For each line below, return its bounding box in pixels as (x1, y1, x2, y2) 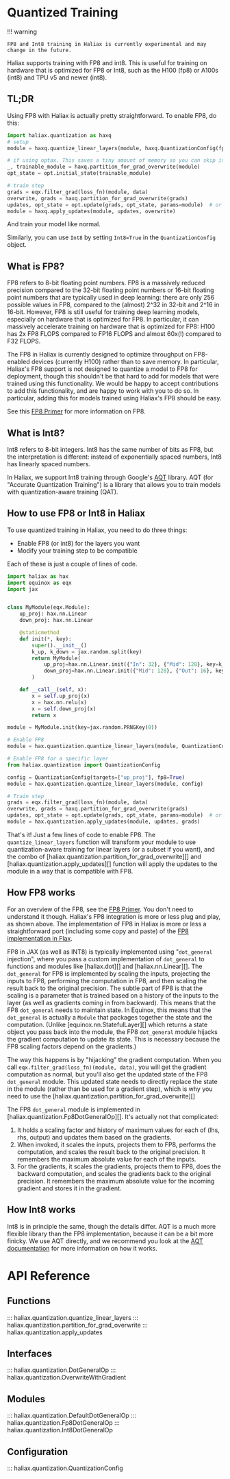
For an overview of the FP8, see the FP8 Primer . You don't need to (7, 905, 194, 913)
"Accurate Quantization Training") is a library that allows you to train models (7, 481, 221, 488)
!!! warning (7, 27, 38, 36)
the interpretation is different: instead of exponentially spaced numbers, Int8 (7, 453, 222, 461)
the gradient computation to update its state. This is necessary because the (7, 1035, 220, 1043)
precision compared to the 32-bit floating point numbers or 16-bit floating (7, 286, 214, 294)
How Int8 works (7, 1204, 76, 1216)
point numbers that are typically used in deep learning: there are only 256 (7, 293, 215, 302)
